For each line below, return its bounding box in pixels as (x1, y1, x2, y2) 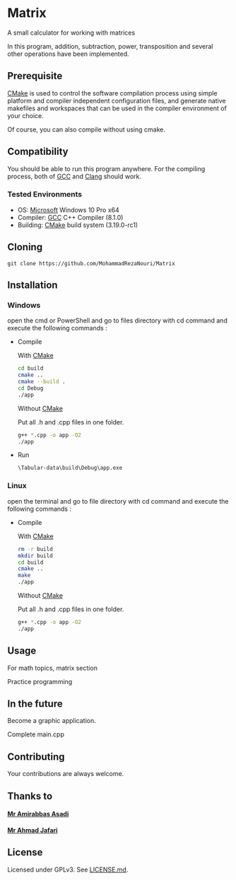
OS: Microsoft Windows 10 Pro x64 (17, 205, 120, 214)
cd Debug (17, 384, 44, 392)
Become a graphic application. (7, 717, 97, 725)
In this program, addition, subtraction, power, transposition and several (7, 42, 213, 50)
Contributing (7, 751, 65, 763)
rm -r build (17, 545, 53, 552)
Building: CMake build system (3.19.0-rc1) (17, 221, 138, 229)
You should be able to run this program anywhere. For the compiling (7, 164, 206, 173)
